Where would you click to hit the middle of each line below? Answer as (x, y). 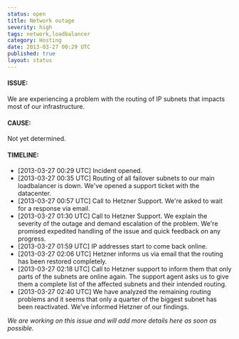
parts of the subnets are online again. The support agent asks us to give (123, 277)
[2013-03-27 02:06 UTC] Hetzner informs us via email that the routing (120, 254)
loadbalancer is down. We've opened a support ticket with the (108, 186)
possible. (21, 328)
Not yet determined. (37, 139)
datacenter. (34, 194)
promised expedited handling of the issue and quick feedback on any (119, 231)
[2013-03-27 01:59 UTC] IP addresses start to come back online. (112, 246)
